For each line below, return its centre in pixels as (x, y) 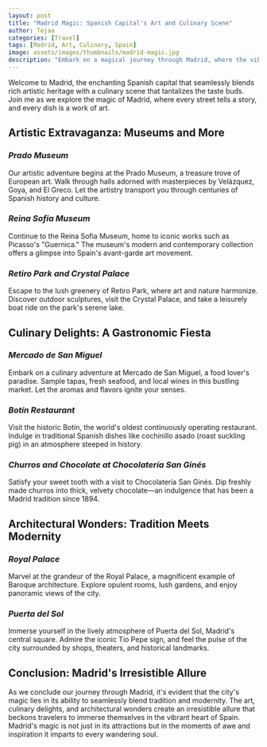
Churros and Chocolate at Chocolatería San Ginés (107, 465)
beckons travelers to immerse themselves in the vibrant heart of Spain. (124, 718)
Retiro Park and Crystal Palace (69, 273)
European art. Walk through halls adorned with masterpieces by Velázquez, (132, 181)
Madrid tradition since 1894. (54, 499)
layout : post (30, 15)
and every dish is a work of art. (59, 107)
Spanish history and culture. (54, 198)
